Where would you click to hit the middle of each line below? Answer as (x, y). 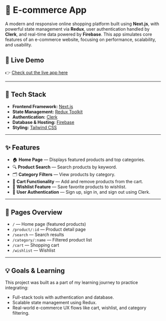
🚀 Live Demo (25, 60)
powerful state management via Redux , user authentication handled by (77, 29)
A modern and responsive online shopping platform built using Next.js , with (82, 24)
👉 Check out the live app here (37, 72)
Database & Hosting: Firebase (43, 122)
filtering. (21, 313)
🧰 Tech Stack (26, 95)
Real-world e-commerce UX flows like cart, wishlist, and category (79, 308)
